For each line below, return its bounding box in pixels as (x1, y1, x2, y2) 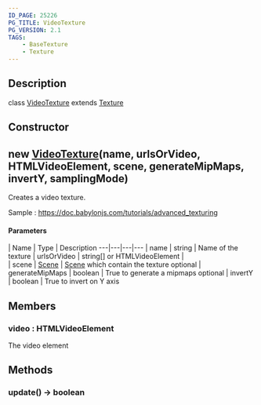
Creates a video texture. (8, 193, 86, 202)
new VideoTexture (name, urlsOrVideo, (8, 147, 201, 161)
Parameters (8, 225, 47, 235)
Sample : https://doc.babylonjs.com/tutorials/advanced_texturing (8, 208, 218, 217)
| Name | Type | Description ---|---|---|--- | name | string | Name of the (8, 243, 239, 253)
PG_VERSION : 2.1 (8, 26, 61, 34)
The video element (8, 341, 69, 350)
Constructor (8, 121, 69, 134)
